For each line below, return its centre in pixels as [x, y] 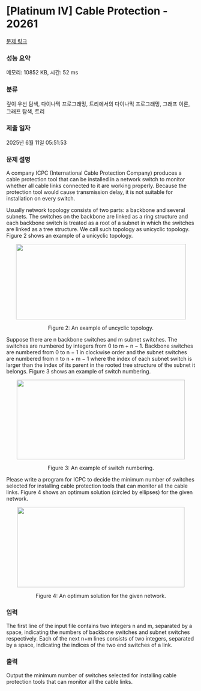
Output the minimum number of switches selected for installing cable [91, 675]
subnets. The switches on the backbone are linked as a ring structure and [97, 217]
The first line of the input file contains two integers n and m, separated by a [99, 626]
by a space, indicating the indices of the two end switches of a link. [89, 645]
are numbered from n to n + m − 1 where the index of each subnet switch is [99, 359]
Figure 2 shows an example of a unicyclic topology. [70, 236]
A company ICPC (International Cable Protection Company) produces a [94, 173]
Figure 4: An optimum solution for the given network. [101, 596]
